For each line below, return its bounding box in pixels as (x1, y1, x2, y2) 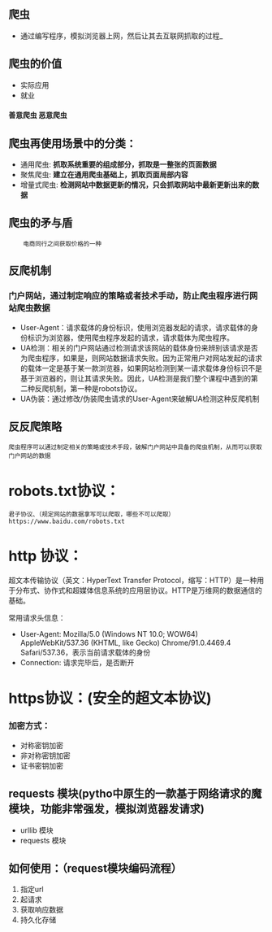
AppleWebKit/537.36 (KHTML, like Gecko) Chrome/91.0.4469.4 (19, 638, 231, 648)
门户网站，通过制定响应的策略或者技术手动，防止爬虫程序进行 (8, 290, 250, 302)
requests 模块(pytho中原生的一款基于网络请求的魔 (8, 787, 262, 801)
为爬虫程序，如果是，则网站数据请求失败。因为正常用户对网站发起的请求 (19, 353, 262, 363)
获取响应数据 (19, 905, 63, 915)
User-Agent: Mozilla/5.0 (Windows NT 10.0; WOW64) (19, 629, 199, 639)
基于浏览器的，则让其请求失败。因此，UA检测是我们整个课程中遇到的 (19, 373, 252, 383)
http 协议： (8, 547, 83, 565)
